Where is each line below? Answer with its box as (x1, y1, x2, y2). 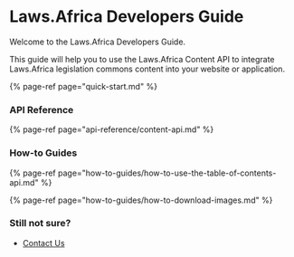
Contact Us (22, 237, 65, 248)
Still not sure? (9, 217, 71, 230)
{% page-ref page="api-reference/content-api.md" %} (9, 124, 214, 135)
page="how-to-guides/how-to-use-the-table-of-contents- (57, 167, 277, 178)
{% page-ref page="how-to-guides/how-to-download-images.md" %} (9, 195, 273, 205)
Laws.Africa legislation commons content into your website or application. (9, 63, 286, 74)
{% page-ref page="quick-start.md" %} (9, 81, 158, 91)
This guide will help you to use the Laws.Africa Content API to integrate (9, 53, 275, 64)
